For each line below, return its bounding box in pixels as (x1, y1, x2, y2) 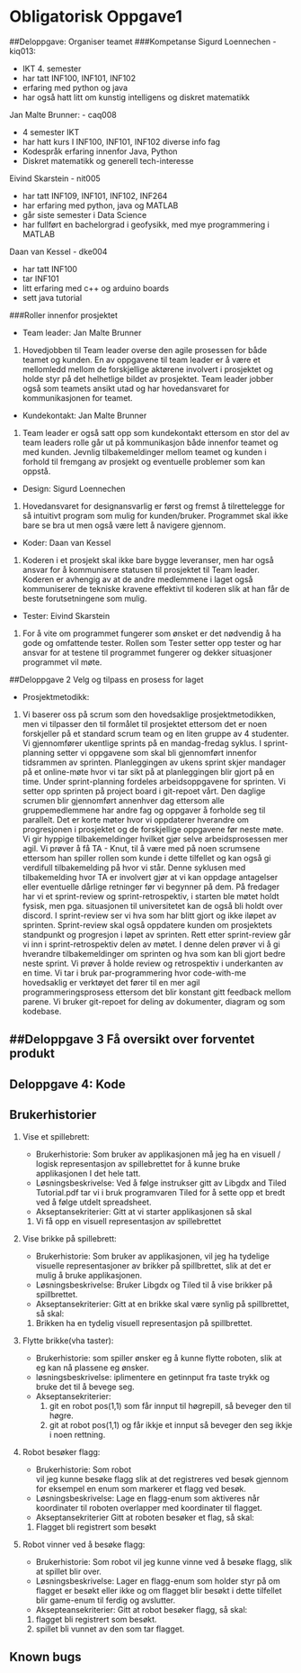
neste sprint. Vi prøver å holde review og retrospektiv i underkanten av (22, 958, 284, 968)
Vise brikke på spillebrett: (22, 1232, 117, 1244)
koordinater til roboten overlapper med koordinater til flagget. (35, 1502, 263, 1513)
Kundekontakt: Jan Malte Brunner (22, 410, 147, 421)
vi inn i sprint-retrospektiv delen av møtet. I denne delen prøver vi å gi (22, 939, 280, 950)
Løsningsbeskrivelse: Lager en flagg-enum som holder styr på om (35, 1575, 281, 1587)
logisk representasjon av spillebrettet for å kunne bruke (35, 1158, 241, 1168)
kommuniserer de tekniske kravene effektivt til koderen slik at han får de (22, 583, 290, 594)
